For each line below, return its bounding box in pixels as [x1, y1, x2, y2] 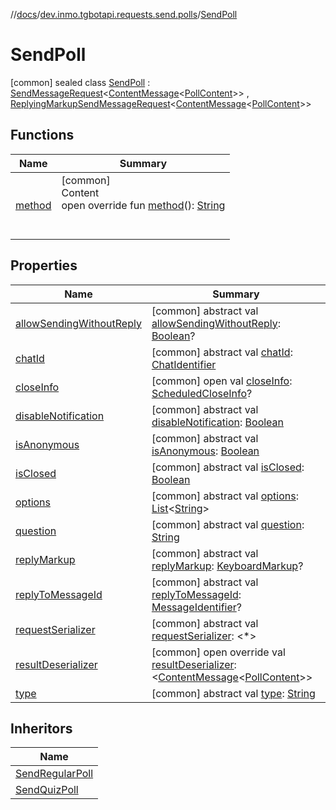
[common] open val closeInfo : [151, 374, 293, 388]
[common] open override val [151, 645, 286, 659]
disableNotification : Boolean [151, 415, 285, 429]
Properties [10, 257, 78, 274]
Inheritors [10, 720, 73, 737]
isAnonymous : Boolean [151, 444, 260, 458]
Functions [10, 127, 75, 144]
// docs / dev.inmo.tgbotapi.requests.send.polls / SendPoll [10, 9, 238, 20]
